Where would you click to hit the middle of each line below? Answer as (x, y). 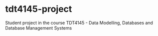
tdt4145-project (39, 9)
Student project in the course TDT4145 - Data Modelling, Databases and (79, 23)
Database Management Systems (39, 28)
